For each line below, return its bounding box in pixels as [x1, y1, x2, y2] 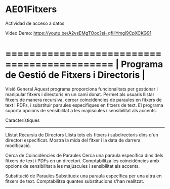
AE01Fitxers [5, 4, 57, 15]
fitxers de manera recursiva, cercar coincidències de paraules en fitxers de [5, 97, 162, 103]
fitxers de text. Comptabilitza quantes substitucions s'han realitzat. [5, 178, 144, 184]
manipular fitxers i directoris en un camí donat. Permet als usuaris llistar [5, 91, 155, 97]
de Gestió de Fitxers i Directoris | [5, 69, 146, 81]
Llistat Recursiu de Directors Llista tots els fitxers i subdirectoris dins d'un [5, 131, 158, 137]
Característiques [5, 117, 40, 123]
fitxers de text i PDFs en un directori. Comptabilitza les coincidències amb [5, 158, 159, 164]
